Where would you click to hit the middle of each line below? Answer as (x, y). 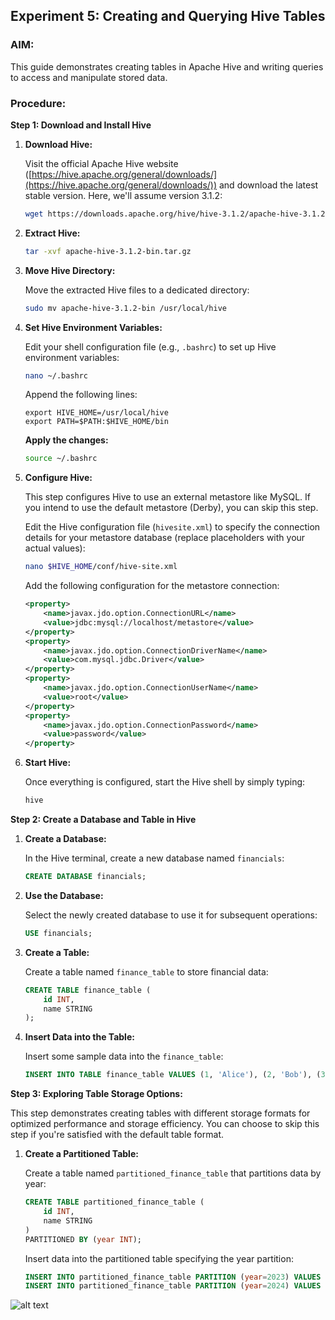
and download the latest (268, 185)
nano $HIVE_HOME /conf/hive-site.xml (101, 567)
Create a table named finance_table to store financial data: (146, 971)
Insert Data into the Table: (79, 1037)
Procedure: (38, 103)
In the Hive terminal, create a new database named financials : (154, 858)
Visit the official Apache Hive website (101, 163)
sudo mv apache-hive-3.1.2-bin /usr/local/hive (125, 308)
